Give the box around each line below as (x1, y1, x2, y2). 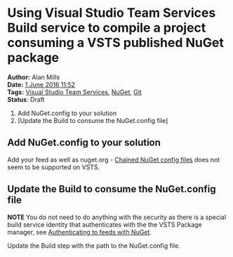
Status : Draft (7, 95, 45, 103)
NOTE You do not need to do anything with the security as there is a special (7, 213, 227, 221)
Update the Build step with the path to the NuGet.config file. (7, 241, 180, 250)
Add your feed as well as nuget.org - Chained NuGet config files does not (7, 155, 220, 164)
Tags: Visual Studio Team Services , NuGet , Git (7, 88, 142, 96)
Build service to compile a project (7, 20, 206, 36)
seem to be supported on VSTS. (7, 163, 100, 171)
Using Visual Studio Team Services (7, 5, 216, 21)
